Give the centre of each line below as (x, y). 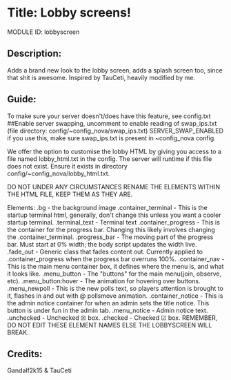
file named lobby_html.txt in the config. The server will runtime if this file (110, 159)
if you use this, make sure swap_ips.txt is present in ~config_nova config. (111, 138)
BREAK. (18, 332)
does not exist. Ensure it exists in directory (67, 166)
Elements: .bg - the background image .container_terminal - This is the (108, 207)
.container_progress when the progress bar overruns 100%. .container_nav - (116, 259)
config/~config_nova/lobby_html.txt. (59, 173)
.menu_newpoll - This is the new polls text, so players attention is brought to (115, 288)
